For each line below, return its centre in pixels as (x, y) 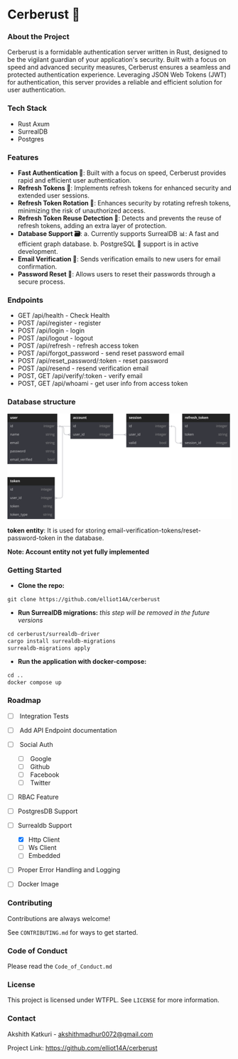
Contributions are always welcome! (59, 918)
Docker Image (38, 884)
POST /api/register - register (59, 323)
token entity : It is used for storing (57, 530)
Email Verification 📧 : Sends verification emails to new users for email (119, 259)
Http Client (44, 840)
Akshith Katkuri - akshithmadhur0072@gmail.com (80, 1034)
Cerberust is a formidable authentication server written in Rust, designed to (118, 52)
